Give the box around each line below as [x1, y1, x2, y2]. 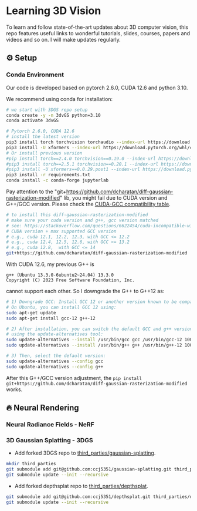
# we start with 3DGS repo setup [6, 107, 88, 113]
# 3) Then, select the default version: [6, 353, 107, 359]
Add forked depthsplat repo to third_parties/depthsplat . [14, 482, 148, 489]
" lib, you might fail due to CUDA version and [59, 194, 168, 201]
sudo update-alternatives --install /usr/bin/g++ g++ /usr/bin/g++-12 [6, 342, 182, 348]
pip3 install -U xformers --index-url [6, 144, 101, 150]
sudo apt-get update [6, 310, 57, 315]
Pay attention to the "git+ [6, 188, 66, 195]
